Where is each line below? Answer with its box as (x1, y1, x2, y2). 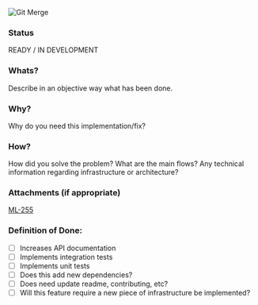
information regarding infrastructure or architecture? (8, 168, 179, 177)
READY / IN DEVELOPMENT (8, 45, 99, 55)
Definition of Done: (8, 225, 83, 236)
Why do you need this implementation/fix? (8, 121, 146, 130)
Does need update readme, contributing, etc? (19, 279, 169, 289)
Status (8, 27, 34, 38)
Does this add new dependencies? (19, 270, 133, 280)
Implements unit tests (19, 261, 90, 270)
